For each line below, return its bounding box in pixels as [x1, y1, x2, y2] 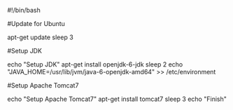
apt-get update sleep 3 [7, 33, 73, 41]
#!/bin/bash [7, 6, 41, 14]
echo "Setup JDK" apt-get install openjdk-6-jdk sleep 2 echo [7, 60, 183, 69]
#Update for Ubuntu [7, 20, 65, 27]
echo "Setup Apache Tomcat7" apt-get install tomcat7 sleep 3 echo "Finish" [7, 95, 227, 103]
